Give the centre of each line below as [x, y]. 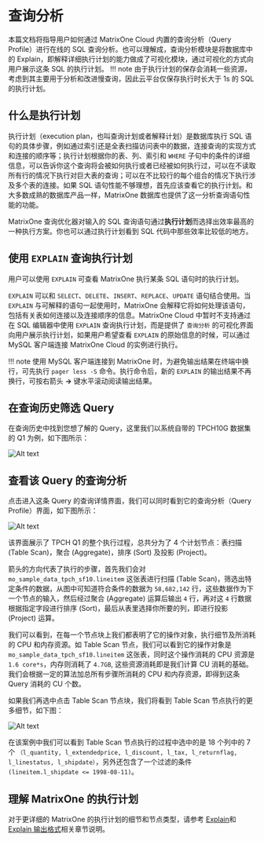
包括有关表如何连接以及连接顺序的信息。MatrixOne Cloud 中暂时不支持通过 [130, 315]
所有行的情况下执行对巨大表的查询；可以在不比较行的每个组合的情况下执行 [128, 175]
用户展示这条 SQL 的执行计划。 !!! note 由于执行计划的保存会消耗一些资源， [130, 68]
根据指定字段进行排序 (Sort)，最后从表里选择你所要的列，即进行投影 [118, 609]
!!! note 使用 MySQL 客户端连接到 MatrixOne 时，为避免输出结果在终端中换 [128, 361]
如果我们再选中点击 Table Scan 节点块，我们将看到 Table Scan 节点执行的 [127, 700]
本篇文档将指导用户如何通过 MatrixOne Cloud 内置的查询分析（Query [120, 39]
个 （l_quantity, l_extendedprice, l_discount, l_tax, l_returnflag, [123, 752]
